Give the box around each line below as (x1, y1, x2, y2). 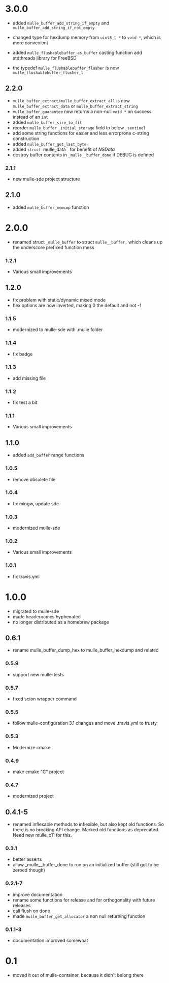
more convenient (12, 39, 48, 46)
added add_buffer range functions (12, 452, 85, 458)
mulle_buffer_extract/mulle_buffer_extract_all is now (12, 97, 130, 103)
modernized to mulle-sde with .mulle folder (12, 326, 103, 333)
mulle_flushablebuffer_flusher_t (12, 70, 84, 75)
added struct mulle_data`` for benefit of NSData (12, 146, 115, 152)
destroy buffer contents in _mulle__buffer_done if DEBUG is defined (12, 151, 154, 158)
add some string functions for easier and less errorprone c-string (12, 130, 149, 136)
